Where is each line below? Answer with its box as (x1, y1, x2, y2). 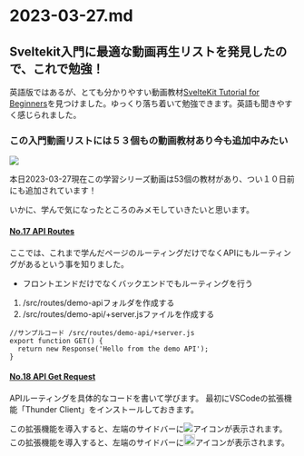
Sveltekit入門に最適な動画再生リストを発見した (9, 44, 276, 59)
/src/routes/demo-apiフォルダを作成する (22, 297, 175, 308)
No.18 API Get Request (9, 372, 96, 382)
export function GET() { (9, 336, 103, 345)
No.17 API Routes (9, 225, 75, 236)
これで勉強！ (33, 61, 104, 76)
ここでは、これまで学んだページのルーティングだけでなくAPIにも (9, 247, 252, 258)
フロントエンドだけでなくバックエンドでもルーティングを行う (22, 278, 253, 289)
